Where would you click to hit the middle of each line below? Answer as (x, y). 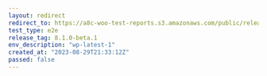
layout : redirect (37, 15)
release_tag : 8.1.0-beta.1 (53, 38)
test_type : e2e (33, 30)
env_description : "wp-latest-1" (62, 45)
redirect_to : (30, 23)
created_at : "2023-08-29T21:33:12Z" (69, 52)
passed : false (32, 60)
